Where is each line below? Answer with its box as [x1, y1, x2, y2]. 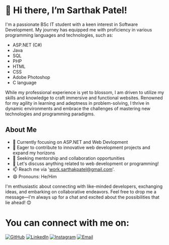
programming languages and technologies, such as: [5, 32, 114, 38]
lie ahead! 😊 [5, 199, 32, 206]
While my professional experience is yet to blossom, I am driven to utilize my [5, 89, 164, 95]
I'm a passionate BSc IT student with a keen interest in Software [5, 21, 138, 27]
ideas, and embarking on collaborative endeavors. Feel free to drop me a [5, 188, 156, 194]
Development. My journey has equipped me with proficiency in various [5, 26, 152, 32]
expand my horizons [12, 149, 55, 156]
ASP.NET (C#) [12, 42, 42, 48]
